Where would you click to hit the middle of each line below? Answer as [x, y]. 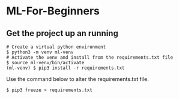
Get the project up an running [62, 33]
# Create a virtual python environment [56, 47]
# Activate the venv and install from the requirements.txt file [89, 58]
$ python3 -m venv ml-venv [40, 52]
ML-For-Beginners [53, 11]
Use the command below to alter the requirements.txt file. [77, 79]
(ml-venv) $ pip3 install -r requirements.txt [65, 68]
